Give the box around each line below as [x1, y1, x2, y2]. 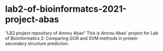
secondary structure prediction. [5, 40, 69, 46]
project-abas [5, 14, 59, 25]
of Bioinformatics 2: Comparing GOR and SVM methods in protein [5, 35, 138, 41]
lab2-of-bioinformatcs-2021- [5, 3, 127, 15]
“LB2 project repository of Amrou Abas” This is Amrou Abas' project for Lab [5, 30, 159, 36]
